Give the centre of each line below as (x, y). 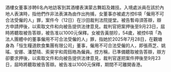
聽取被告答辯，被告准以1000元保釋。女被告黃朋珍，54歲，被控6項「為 (88, 33)
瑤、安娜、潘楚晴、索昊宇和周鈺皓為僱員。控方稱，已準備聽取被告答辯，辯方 (85, 52)
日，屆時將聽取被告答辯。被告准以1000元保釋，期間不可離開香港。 (75, 64)
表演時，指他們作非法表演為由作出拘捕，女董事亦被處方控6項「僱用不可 (89, 14)
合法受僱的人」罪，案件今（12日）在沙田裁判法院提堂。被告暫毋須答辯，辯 (83, 20)
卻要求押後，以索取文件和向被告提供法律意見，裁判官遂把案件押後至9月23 (83, 58)
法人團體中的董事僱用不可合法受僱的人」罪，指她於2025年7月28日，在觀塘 (84, 39)
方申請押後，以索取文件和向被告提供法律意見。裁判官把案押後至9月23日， (83, 26)
